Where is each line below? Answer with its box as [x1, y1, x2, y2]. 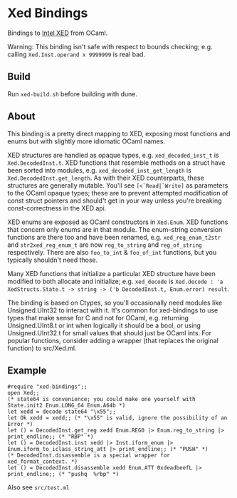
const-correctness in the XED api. [7, 203, 107, 212]
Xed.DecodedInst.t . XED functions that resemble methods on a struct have [7, 158, 226, 167]
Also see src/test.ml [7, 483, 70, 492]
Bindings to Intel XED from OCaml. [7, 29, 108, 37]
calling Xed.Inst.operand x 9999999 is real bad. [7, 50, 146, 59]
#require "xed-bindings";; [7, 383, 88, 390]
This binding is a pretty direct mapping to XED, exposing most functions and [7, 129, 231, 138]
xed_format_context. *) [7, 458, 78, 465]
